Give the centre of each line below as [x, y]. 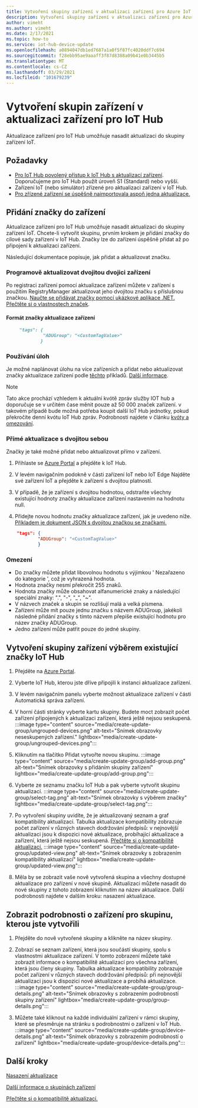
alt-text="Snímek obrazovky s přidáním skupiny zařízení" [84, 767]
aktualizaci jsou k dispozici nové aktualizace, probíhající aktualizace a [99, 834]
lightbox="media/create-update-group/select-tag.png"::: [83, 804]
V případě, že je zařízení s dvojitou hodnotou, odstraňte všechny [93, 492]
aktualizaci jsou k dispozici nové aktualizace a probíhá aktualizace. [95, 981]
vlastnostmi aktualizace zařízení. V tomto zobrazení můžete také [93, 955]
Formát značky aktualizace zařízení [51, 318]
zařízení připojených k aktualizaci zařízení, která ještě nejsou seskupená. [103, 718]
